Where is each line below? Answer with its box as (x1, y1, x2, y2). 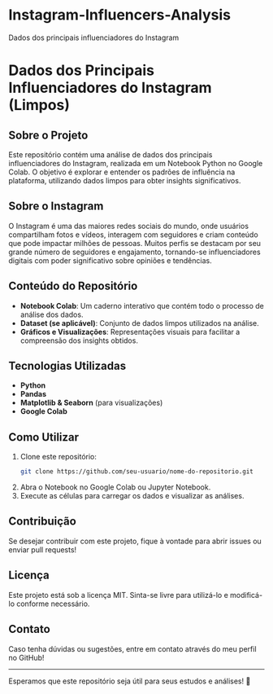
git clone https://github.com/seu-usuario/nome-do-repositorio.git (19, 468, 253, 476)
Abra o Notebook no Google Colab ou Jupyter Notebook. (19, 482, 211, 492)
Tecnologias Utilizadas (8, 358, 127, 372)
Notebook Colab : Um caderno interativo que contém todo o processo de (19, 301, 264, 310)
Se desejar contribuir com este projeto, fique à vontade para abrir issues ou (8, 536, 262, 546)
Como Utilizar (8, 430, 80, 444)
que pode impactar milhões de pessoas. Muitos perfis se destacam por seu (8, 238, 262, 248)
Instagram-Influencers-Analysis (8, 6, 232, 24)
